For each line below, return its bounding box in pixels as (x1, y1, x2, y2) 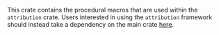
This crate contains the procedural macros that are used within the (7, 6, 198, 14)
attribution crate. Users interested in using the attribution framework (7, 13, 213, 21)
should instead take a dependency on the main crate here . (7, 21, 175, 28)
